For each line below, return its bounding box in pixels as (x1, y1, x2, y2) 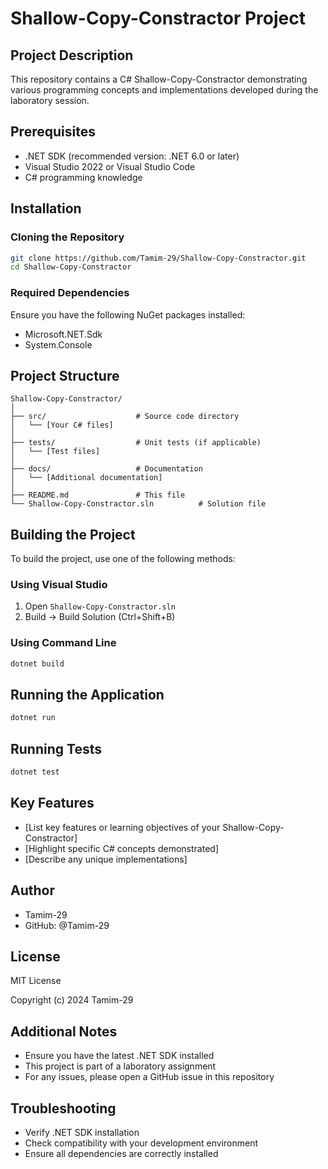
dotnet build (10, 658, 65, 669)
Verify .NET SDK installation (24, 1127, 140, 1139)
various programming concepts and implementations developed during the (10, 84, 319, 96)
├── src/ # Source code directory (10, 412, 240, 422)
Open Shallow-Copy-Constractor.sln (24, 600, 176, 612)
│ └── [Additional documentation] (10, 473, 163, 483)
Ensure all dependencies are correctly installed (24, 1148, 219, 1160)
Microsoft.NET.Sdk (24, 328, 103, 340)
